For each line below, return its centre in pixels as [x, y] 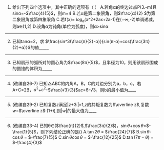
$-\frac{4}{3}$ [27, 143]
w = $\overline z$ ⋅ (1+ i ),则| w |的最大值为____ [54, 111]
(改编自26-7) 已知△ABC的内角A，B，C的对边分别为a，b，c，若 [77, 83]
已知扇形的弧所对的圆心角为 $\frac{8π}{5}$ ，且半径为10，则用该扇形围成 [85, 62]
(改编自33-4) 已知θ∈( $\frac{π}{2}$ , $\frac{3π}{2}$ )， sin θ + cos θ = [79, 126]
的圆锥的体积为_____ [32, 68]
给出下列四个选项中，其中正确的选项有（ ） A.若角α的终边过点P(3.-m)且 [84, 7]
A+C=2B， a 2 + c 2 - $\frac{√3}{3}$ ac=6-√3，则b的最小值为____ [74, 89]
